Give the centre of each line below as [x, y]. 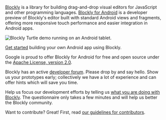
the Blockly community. [29, 103]
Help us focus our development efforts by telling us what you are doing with [83, 92]
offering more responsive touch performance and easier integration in [76, 23]
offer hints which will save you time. [42, 82]
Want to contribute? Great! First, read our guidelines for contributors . [75, 112]
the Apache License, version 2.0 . [39, 62]
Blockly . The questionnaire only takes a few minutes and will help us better [81, 97]
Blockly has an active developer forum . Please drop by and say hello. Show [82, 72]
